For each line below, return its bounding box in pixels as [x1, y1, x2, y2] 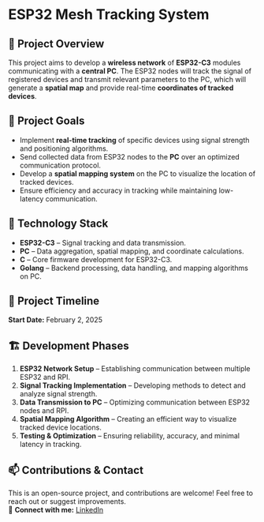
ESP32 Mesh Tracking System [8, 6, 210, 24]
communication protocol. [19, 160, 101, 170]
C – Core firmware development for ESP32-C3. [19, 254, 173, 264]
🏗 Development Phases [8, 339, 130, 352]
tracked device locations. [19, 422, 102, 432]
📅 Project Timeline [8, 295, 100, 308]
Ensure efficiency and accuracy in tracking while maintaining [19, 186, 218, 195]
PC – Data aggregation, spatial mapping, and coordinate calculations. [19, 246, 244, 256]
